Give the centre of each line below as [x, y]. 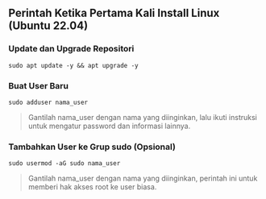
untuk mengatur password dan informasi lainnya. [109, 126]
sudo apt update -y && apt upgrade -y [73, 65]
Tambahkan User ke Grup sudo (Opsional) [92, 147]
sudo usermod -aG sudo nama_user [64, 164]
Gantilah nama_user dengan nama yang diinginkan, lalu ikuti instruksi [143, 117]
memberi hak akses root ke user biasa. [92, 187]
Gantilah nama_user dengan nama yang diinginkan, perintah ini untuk [143, 178]
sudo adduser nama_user [48, 102]
